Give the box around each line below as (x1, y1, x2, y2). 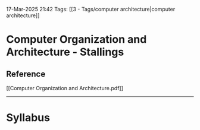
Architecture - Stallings (6, 45, 124, 59)
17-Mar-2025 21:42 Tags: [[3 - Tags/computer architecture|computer (6, 6, 176, 12)
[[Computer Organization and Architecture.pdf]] (6, 85, 124, 91)
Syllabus (6, 111, 51, 125)
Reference (6, 69, 46, 79)
